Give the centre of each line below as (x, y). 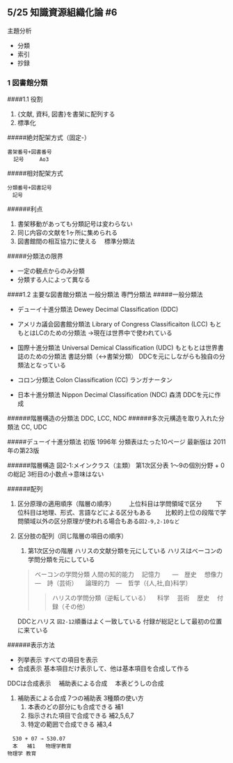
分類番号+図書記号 (30, 188)
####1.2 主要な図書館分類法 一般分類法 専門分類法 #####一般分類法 (105, 294)
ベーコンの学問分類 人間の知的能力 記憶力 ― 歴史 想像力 (129, 575)
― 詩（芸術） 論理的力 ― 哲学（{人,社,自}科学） (113, 583)
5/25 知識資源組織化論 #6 (62, 13)
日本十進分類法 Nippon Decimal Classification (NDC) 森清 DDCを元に (116, 395)
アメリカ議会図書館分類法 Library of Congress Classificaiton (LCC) (113, 324)
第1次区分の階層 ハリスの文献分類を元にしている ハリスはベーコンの (125, 551)
